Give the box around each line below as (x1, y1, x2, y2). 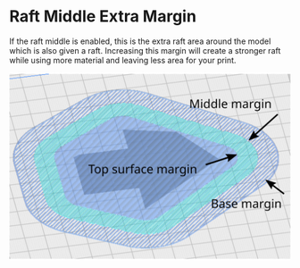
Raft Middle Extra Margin (9, 6, 196, 27)
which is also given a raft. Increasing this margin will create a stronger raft (9, 45, 281, 55)
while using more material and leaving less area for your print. (9, 54, 237, 65)
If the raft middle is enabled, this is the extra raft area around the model (9, 36, 271, 46)
